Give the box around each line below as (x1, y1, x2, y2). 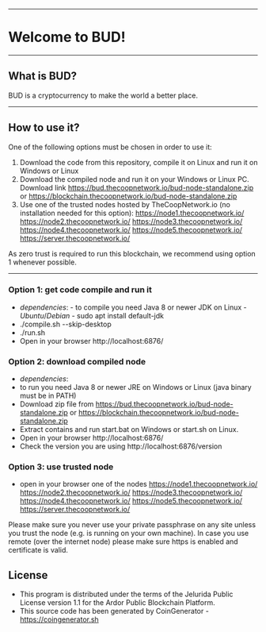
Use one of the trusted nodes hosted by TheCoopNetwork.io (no (19, 199, 231, 209)
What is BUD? (8, 69, 78, 83)
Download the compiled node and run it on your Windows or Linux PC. (19, 174, 249, 183)
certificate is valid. (8, 545, 69, 555)
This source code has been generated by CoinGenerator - (19, 607, 210, 616)
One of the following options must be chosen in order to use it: (8, 142, 212, 152)
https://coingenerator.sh (19, 615, 99, 624)
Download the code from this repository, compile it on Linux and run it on (19, 157, 259, 167)
